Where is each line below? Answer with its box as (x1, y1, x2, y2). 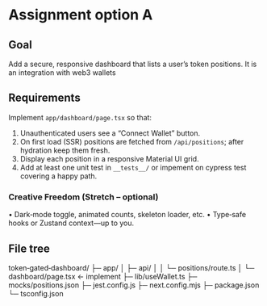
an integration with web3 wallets (8, 68, 116, 78)
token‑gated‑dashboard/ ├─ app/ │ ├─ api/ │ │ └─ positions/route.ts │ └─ (8, 262, 255, 272)
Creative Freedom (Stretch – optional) (8, 191, 159, 203)
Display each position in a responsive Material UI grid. (19, 153, 199, 163)
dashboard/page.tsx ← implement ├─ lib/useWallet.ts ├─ (8, 271, 198, 281)
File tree (8, 241, 50, 255)
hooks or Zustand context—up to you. (8, 218, 135, 228)
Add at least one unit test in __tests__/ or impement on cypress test (19, 162, 247, 172)
